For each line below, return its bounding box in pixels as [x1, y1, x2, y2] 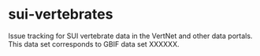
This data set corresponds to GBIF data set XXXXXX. [8, 39, 180, 48]
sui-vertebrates [8, 5, 113, 23]
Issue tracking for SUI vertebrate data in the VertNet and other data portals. [8, 31, 253, 40]
